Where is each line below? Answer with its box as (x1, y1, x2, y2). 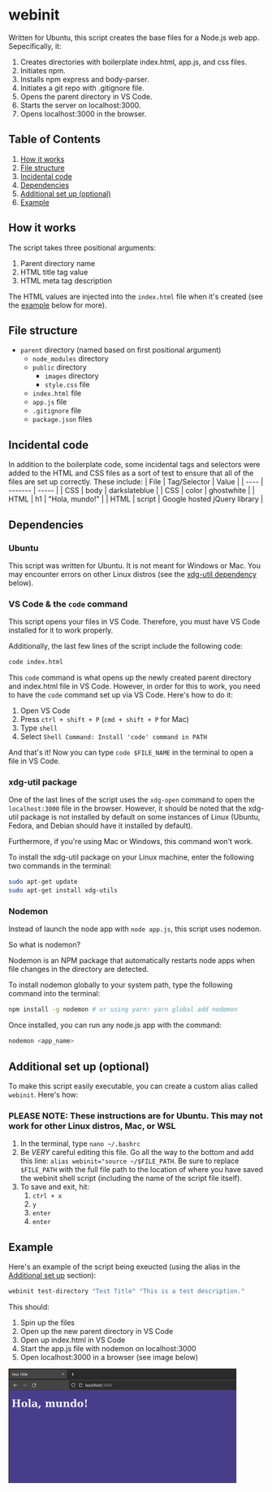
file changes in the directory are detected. (8, 965, 149, 974)
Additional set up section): (8, 1271, 97, 1280)
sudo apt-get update (8, 877, 79, 886)
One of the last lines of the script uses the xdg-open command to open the (8, 795, 256, 805)
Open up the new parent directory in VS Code (19, 1326, 174, 1336)
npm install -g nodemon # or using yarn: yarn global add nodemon (8, 1005, 238, 1014)
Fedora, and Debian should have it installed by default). (8, 820, 193, 831)
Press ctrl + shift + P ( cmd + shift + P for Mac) (19, 715, 189, 724)
